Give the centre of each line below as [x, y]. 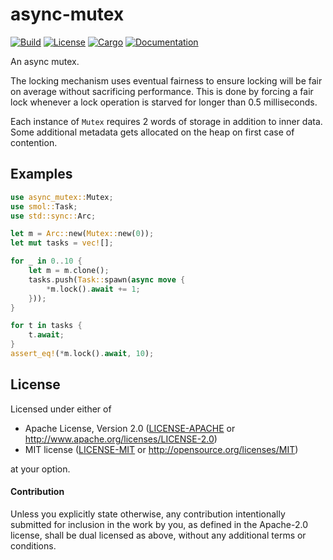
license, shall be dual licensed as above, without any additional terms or [158, 535]
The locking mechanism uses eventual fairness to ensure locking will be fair [166, 80]
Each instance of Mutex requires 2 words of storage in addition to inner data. [166, 121]
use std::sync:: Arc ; [53, 216]
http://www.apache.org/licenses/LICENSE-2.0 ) [121, 439]
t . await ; [46, 335]
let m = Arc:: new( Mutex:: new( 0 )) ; [82, 234]
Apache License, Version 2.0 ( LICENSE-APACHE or [130, 428]
